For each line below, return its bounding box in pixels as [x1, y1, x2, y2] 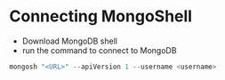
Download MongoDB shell [21, 36, 118, 46]
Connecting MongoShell [9, 6, 193, 27]
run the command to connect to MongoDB [21, 44, 177, 55]
